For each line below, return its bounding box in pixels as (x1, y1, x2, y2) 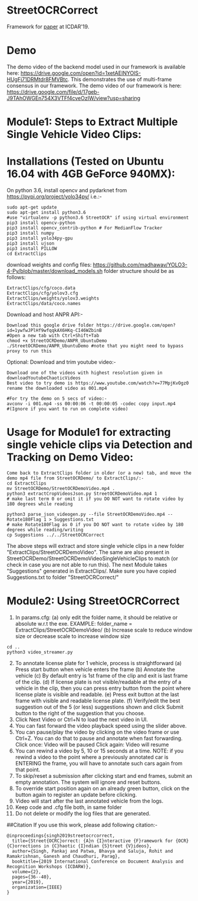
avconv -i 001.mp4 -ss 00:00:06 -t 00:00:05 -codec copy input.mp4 (6, 401, 176, 407)
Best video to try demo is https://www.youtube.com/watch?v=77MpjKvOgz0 (6, 380, 189, 386)
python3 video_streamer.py (6, 649, 73, 655)
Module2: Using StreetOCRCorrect (6, 594, 180, 608)
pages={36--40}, (12, 874, 52, 880)
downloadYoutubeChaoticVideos (6, 375, 81, 381)
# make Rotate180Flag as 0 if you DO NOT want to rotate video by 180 (6, 521, 184, 528)
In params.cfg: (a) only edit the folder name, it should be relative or (15, 614, 178, 621)
